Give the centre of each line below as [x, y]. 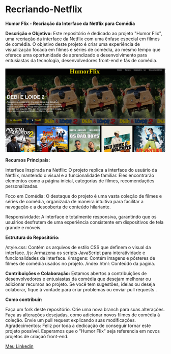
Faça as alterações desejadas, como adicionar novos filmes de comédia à [83, 315]
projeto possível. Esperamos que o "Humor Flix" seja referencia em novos [83, 331]
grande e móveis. [23, 228]
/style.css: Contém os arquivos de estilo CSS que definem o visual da [78, 248]
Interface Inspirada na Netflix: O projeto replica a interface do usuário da [81, 170]
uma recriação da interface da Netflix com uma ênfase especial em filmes [83, 39]
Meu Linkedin [20, 346]
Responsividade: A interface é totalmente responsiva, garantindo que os [81, 217]
